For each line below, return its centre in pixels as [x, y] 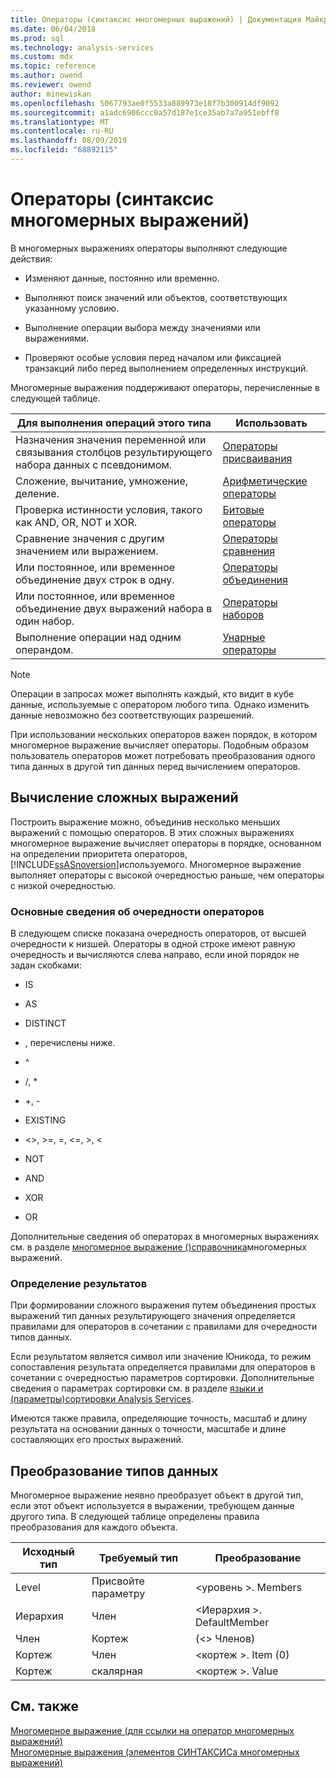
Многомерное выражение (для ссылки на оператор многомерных [152, 1730]
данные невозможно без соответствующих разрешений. [132, 715]
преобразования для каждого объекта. [94, 1527]
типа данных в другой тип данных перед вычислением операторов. [155, 766]
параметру [118, 1594]
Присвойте [118, 1581]
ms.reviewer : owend [51, 85]
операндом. [44, 649]
